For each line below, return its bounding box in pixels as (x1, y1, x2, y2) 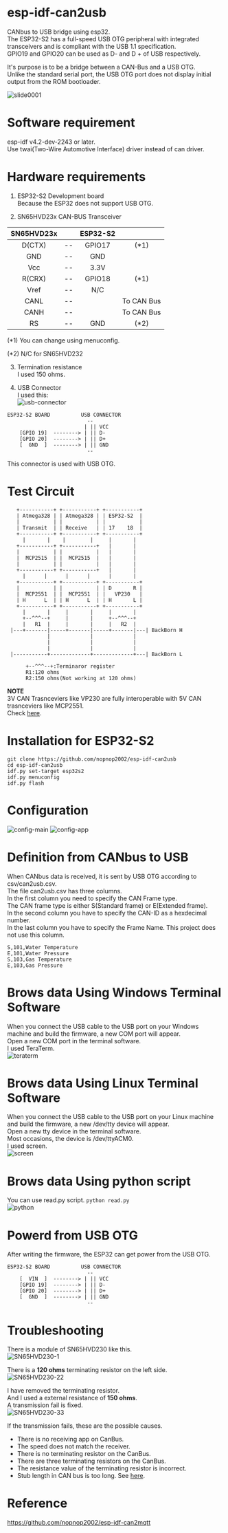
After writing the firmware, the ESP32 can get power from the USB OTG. (7, 1250, 211, 1259)
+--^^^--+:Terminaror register (25, 662, 115, 670)
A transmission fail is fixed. (7, 1401, 84, 1409)
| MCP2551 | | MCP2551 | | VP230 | (16, 590, 143, 598)
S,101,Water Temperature (7, 944, 78, 950)
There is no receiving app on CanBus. (16, 1435, 124, 1444)
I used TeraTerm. (7, 1044, 55, 1052)
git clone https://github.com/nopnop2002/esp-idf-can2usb (7, 755, 176, 763)
